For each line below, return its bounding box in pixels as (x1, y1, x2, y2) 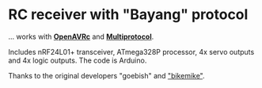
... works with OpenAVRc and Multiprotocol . (8, 32, 154, 41)
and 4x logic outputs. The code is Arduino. (8, 55, 147, 65)
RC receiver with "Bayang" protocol (8, 6, 249, 24)
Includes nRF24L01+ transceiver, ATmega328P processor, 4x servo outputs (8, 47, 255, 56)
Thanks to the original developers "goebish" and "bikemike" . (8, 71, 205, 80)
